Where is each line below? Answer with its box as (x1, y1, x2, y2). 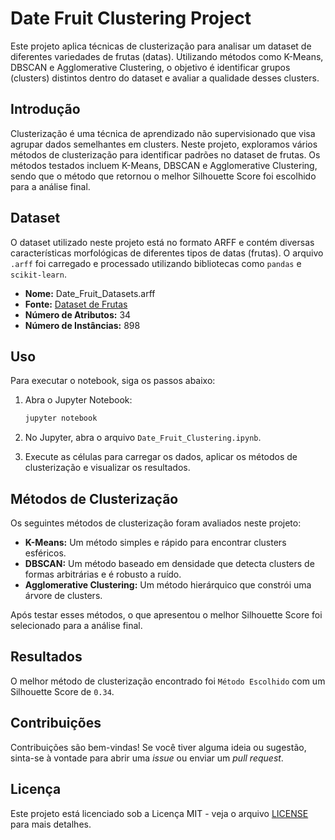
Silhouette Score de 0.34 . (10, 685, 115, 697)
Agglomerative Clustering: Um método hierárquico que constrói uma (24, 579, 312, 591)
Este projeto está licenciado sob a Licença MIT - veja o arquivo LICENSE (10, 807, 309, 819)
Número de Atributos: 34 (24, 308, 132, 321)
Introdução (10, 101, 81, 118)
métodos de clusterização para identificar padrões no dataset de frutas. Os (10, 148, 321, 161)
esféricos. (24, 547, 67, 559)
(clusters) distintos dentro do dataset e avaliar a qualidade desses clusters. (10, 72, 320, 84)
